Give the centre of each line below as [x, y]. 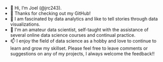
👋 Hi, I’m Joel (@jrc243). [36, 8]
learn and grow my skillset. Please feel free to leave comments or [79, 48]
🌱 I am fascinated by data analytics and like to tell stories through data [84, 19]
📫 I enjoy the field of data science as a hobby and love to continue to [83, 41]
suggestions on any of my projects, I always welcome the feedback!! [82, 54]
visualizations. [25, 24]
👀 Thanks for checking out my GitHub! [50, 13]
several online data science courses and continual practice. [73, 35]
